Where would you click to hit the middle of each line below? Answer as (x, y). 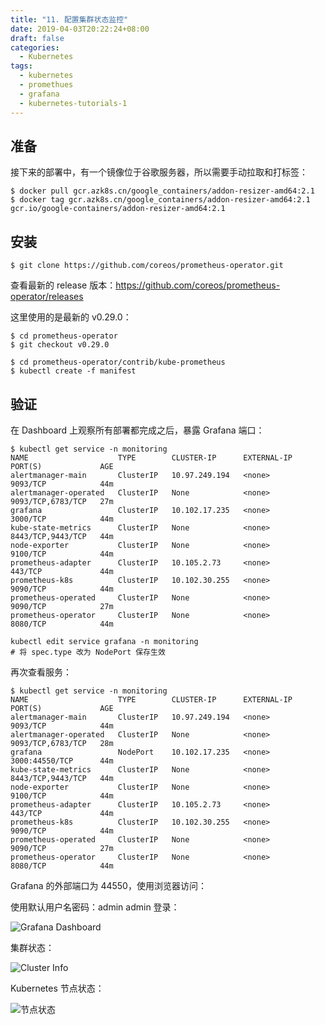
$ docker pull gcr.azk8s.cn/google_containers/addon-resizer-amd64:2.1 (162, 191)
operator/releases (47, 297)
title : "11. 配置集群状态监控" (69, 19)
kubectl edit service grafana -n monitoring (104, 641)
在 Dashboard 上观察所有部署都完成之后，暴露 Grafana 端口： (137, 430)
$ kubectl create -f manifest (73, 371)
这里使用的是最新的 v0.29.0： (71, 317)
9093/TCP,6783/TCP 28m (62, 743)
